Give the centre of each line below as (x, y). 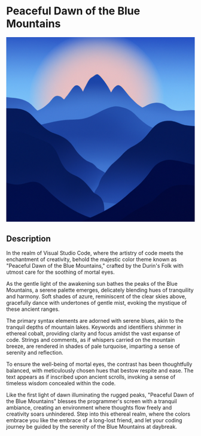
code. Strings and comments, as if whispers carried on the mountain (91, 340)
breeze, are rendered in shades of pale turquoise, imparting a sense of (93, 346)
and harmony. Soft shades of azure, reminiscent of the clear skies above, (96, 296)
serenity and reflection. (35, 352)
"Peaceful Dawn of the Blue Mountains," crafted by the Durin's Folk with (95, 265)
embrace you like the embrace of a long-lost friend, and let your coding (94, 420)
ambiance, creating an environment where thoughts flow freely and (89, 407)
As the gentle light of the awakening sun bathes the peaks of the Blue (92, 283)
